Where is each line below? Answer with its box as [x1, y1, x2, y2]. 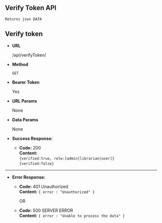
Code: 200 [19, 145, 41, 150]
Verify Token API [5, 4, 56, 12]
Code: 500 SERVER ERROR [19, 208, 73, 213]
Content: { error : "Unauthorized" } [19, 189, 95, 194]
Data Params [12, 117, 39, 122]
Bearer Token [12, 79, 40, 85]
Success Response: [12, 135, 53, 141]
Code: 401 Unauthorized [19, 183, 68, 189]
